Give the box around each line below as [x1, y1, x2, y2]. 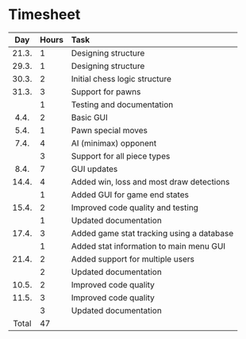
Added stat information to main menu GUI [71, 240, 226, 251]
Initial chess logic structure [71, 73, 172, 84]
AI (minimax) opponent [71, 137, 157, 148]
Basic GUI [71, 112, 109, 123]
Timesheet [8, 6, 81, 24]
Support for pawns [71, 86, 141, 97]
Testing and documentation [71, 99, 174, 110]
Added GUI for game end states [71, 189, 189, 200]
